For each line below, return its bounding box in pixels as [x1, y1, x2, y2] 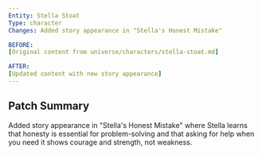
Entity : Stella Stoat [8, 11, 80, 20]
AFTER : [8, 63, 30, 71]
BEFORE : [8, 41, 34, 48]
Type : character [8, 19, 62, 27]
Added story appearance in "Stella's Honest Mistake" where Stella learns [8, 120, 248, 130]
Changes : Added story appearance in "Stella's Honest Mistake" [8, 26, 223, 34]
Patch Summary [8, 99, 90, 113]
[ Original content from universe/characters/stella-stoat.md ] [8, 48, 219, 56]
